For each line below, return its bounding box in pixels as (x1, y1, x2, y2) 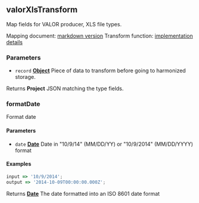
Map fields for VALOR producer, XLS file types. (6, 20, 122, 27)
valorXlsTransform (6, 5, 78, 15)
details (6, 38, 23, 45)
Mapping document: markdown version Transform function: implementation (6, 32, 193, 39)
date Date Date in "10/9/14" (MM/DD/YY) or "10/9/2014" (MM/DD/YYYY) (14, 140, 194, 147)
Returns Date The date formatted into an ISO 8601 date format (6, 190, 160, 197)
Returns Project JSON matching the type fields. (6, 85, 124, 92)
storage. (14, 73, 36, 81)
